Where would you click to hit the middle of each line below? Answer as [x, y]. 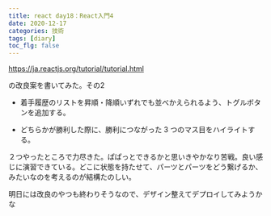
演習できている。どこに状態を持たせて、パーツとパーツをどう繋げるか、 [142, 167]
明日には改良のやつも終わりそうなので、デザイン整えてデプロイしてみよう [132, 194]
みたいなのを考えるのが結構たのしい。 [72, 177]
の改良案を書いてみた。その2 [57, 85]
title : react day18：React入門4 [61, 16]
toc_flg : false [34, 46]
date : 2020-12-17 [38, 23]
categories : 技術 [36, 31]
